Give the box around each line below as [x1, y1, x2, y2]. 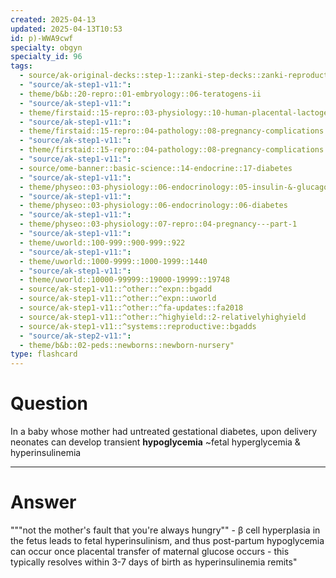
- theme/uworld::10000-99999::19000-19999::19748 [19, 275, 230, 285]
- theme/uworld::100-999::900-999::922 [19, 237, 186, 248]
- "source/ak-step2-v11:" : [19, 331, 132, 341]
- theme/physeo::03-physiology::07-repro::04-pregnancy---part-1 [19, 219, 298, 230]
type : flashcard [10, 349, 78, 360]
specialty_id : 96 [10, 52, 83, 62]
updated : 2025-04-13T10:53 [10, 24, 123, 34]
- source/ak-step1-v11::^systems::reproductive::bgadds [19, 321, 257, 331]
